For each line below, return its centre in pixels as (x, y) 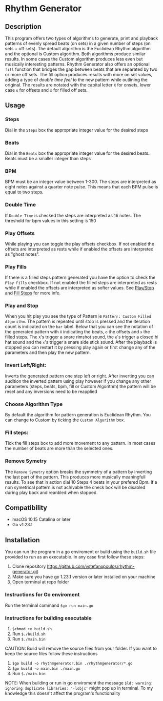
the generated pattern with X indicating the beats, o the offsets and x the (78, 332)
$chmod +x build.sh (32, 629)
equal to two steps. (24, 192)
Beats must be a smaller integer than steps (48, 158)
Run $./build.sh (29, 634)
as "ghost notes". (22, 254)
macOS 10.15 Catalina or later (41, 519)
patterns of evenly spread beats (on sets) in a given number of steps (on (78, 43)
